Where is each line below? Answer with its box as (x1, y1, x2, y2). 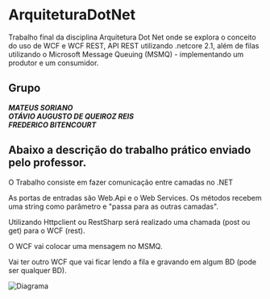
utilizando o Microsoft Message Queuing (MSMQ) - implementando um (8, 49, 244, 59)
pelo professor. (8, 156, 87, 170)
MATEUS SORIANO (8, 102, 73, 112)
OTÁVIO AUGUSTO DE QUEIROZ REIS (8, 111, 135, 121)
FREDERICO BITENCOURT (8, 119, 97, 130)
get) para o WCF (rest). (8, 226, 85, 235)
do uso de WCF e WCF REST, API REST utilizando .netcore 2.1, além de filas (8, 40, 260, 50)
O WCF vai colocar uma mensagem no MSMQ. (8, 241, 163, 251)
